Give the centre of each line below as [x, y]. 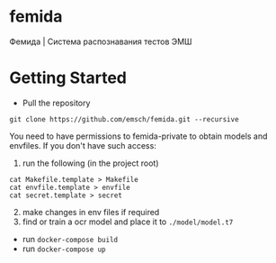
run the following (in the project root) [90, 163]
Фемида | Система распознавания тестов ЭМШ [101, 41]
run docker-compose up [64, 249]
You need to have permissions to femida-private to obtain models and [138, 136]
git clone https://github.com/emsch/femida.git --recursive [125, 119]
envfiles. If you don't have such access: [83, 145]
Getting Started [68, 78]
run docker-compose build [70, 239]
